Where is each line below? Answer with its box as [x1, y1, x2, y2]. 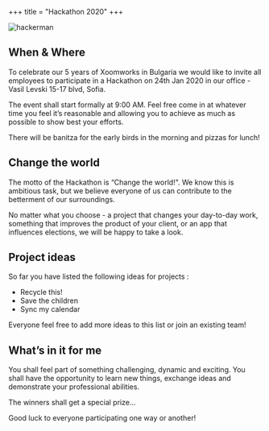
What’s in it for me [8, 343, 102, 357]
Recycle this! [19, 288, 63, 297]
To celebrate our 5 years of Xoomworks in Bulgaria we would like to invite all [8, 67, 262, 77]
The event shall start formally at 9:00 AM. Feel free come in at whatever [8, 100, 246, 110]
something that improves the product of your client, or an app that [8, 218, 227, 228]
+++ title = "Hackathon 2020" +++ [8, 7, 123, 16]
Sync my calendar [19, 305, 81, 314]
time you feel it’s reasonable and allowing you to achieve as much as [8, 108, 236, 118]
